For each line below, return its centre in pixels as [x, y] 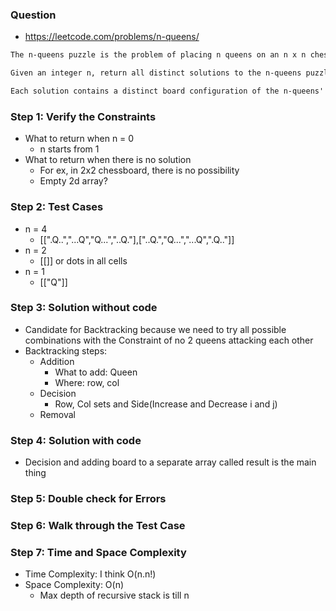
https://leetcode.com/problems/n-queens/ [112, 37]
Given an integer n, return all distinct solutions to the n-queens [156, 73]
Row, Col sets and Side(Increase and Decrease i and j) [166, 404]
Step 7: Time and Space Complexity [98, 552]
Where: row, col [87, 382]
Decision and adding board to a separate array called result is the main [170, 462]
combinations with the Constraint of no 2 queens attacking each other [169, 340]
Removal [57, 414]
